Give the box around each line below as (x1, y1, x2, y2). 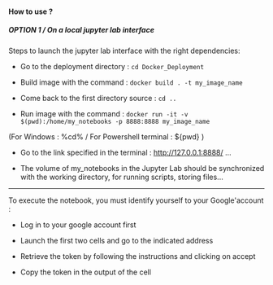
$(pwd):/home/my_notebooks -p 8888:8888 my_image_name (19, 117, 210, 125)
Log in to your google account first (19, 220, 136, 230)
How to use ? (8, 7, 54, 16)
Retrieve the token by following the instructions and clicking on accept (19, 251, 256, 261)
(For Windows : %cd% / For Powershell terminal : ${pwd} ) (8, 131, 205, 142)
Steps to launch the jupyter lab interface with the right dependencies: (8, 46, 241, 55)
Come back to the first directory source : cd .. (19, 93, 177, 103)
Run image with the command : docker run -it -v (19, 108, 188, 118)
